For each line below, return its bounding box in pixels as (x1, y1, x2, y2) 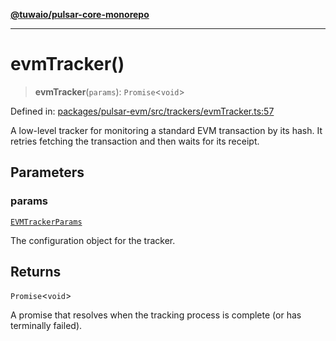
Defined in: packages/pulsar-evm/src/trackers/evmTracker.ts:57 (10, 105, 275, 117)
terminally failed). (10, 320, 83, 332)
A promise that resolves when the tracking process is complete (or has (10, 309, 302, 321)
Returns (10, 264, 62, 281)
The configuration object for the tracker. (10, 234, 176, 246)
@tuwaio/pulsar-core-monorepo (10, 9, 150, 20)
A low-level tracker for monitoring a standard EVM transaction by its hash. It (10, 124, 323, 136)
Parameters (10, 164, 85, 181)
